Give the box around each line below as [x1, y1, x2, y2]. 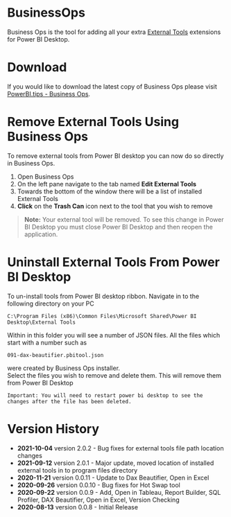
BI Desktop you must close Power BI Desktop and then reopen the [24, 222, 213, 231]
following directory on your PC [7, 299, 95, 308]
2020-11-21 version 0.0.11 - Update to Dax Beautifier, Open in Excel [17, 473, 209, 482]
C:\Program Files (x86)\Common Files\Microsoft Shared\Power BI [7, 313, 197, 319]
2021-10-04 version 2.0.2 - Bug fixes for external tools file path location [17, 444, 224, 452]
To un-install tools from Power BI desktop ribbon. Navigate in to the [7, 292, 200, 300]
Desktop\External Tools [7, 319, 76, 326]
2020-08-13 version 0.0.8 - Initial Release [17, 502, 139, 511]
